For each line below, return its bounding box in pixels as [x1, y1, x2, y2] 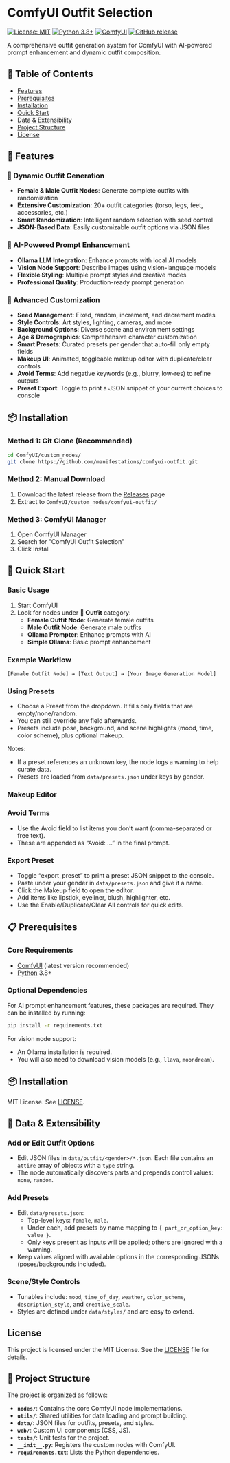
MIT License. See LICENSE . [7, 1097, 85, 1106]
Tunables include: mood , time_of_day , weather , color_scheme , [16, 1292, 186, 1301]
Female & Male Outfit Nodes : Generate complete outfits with [16, 187, 189, 195]
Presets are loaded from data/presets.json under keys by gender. [16, 772, 205, 781]
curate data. [16, 766, 51, 774]
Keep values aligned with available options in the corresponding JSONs [16, 1252, 220, 1261]
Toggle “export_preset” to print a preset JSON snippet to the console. [16, 871, 214, 879]
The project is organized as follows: [7, 1391, 108, 1399]
